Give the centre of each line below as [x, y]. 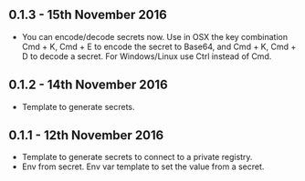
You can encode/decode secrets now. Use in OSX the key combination [155, 36]
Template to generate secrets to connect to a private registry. [137, 157]
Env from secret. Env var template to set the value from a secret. [143, 166]
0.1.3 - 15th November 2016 [88, 15]
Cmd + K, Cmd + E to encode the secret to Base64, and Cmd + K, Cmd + [159, 46]
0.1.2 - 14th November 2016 [88, 85]
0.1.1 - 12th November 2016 [86, 136]
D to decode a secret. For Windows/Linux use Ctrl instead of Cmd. [147, 56]
